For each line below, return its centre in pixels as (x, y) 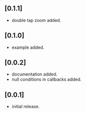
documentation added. (34, 74)
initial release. (26, 107)
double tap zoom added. (36, 20)
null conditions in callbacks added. (46, 79)
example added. (28, 47)
